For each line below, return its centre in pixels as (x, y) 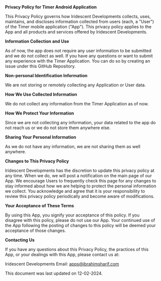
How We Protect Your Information (40, 113)
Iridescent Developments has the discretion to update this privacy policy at (80, 170)
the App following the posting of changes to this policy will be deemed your (80, 225)
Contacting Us (20, 240)
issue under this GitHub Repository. (40, 66)
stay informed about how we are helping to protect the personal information (81, 186)
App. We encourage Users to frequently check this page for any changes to (81, 181)
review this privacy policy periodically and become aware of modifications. (80, 196)
